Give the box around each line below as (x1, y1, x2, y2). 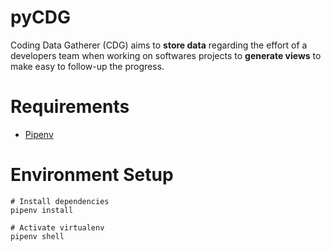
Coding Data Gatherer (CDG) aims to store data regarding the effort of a (10, 39, 308, 51)
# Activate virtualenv (10, 222, 105, 233)
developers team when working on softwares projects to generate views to (10, 49, 322, 61)
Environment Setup (10, 164, 174, 186)
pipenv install (10, 205, 74, 215)
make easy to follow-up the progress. (10, 60, 165, 72)
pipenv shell (10, 231, 65, 241)
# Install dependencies (10, 196, 110, 206)
